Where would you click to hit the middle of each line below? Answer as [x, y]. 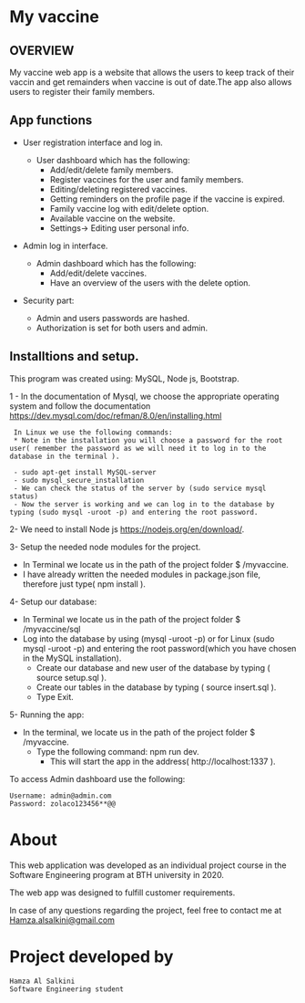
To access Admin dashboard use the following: [97, 778]
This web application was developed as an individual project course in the [148, 865]
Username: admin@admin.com [61, 796]
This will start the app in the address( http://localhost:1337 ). [163, 761]
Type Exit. [55, 696]
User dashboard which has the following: [113, 160]
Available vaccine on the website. [112, 218]
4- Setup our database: [53, 601]
